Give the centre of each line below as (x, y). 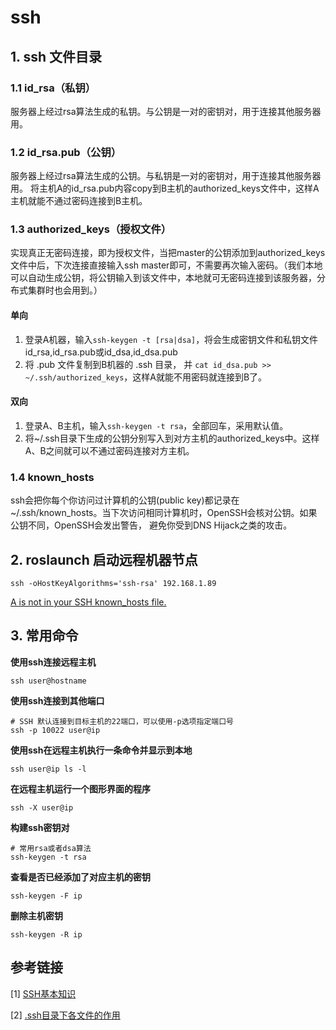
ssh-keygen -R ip (46, 934)
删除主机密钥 (36, 915)
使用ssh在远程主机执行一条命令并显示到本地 (101, 750)
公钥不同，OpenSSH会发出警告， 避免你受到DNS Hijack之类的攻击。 (151, 525)
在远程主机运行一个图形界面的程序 (80, 788)
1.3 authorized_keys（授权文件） (91, 229)
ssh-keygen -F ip (46, 896)
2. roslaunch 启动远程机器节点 (104, 559)
